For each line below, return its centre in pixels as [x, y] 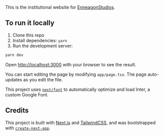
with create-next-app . [28, 128]
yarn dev [14, 55]
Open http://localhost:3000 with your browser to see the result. [71, 64]
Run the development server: [43, 46]
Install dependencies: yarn [40, 40]
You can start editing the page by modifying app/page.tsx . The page [76, 74]
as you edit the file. [43, 79]
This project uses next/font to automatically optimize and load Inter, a [78, 89]
